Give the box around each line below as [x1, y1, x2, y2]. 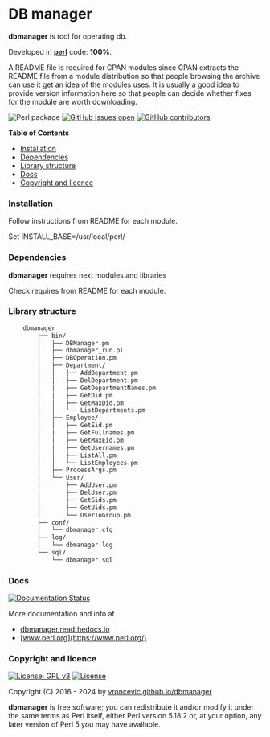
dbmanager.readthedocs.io [19, 624, 110, 634]
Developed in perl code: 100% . [8, 47, 112, 56]
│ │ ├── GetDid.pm [37, 391, 113, 399]
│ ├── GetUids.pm [37, 504, 117, 512]
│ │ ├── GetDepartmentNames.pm [37, 384, 157, 392]
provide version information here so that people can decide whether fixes [8, 88, 252, 97]
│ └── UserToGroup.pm [37, 511, 131, 519]
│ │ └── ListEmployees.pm [37, 459, 138, 467]
